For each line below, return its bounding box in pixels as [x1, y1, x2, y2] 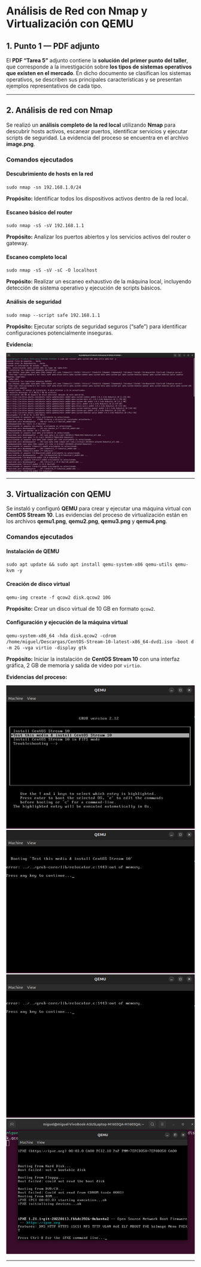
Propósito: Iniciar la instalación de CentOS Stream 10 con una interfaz [6, 655, 180, 662]
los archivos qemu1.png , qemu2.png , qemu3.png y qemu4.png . [6, 518, 167, 525]
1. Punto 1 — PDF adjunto [6, 41, 100, 51]
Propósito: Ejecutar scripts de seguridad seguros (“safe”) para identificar [6, 322, 187, 330]
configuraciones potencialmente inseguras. [6, 329, 114, 336]
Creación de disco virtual [6, 581, 70, 588]
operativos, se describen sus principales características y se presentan [6, 76, 182, 83]
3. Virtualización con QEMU [6, 489, 111, 499]
